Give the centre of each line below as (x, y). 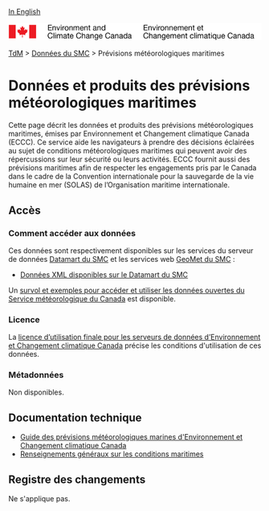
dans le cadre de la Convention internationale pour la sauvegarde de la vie (131, 177)
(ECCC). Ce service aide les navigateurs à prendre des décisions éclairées (131, 142)
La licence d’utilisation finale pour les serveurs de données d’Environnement (134, 337)
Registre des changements (77, 479)
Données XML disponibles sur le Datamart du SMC (104, 274)
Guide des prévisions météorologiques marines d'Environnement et (131, 437)
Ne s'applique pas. (39, 499)
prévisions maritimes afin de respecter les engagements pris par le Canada (132, 168)
